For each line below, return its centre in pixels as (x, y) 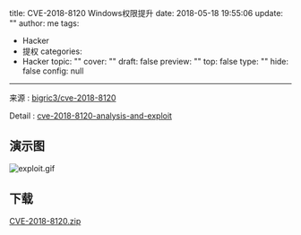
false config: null (53, 71)
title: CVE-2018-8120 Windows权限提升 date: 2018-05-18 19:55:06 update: (146, 13)
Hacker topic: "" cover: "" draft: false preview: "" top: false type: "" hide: (155, 61)
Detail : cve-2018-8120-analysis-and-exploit (91, 116)
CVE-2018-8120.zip (45, 221)
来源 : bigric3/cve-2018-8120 (63, 98)
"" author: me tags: (44, 23)
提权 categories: (52, 51)
